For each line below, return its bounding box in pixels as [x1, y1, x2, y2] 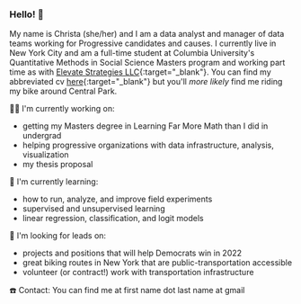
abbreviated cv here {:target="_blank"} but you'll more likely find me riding [9, 76, 283, 87]
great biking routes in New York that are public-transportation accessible [22, 257, 293, 268]
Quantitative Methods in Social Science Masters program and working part [9, 58, 286, 68]
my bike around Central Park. [9, 85, 118, 97]
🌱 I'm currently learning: [9, 176, 99, 187]
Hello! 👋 [9, 8, 45, 21]
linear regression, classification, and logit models [22, 213, 204, 224]
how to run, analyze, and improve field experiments [22, 193, 213, 205]
